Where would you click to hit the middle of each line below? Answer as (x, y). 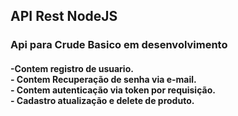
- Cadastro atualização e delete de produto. (102, 100)
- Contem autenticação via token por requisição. (113, 90)
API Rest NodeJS (64, 16)
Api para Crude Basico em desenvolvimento (119, 45)
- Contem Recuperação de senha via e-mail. (103, 79)
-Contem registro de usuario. (72, 68)
